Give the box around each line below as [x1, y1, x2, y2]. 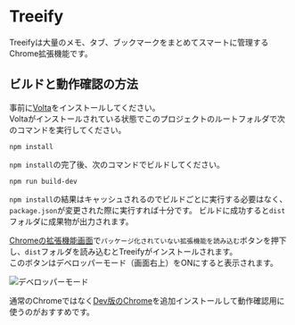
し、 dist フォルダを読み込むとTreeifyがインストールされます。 [9, 246, 238, 256]
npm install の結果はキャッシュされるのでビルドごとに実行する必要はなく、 [9, 194, 288, 204]
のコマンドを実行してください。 [9, 124, 127, 135]
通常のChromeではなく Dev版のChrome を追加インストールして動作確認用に [9, 295, 285, 305]
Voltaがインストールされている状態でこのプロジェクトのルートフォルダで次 [9, 113, 285, 124]
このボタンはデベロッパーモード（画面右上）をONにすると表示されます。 [9, 257, 278, 268]
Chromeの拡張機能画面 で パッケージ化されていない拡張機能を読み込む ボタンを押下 [9, 235, 287, 246]
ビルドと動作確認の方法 [9, 77, 138, 92]
